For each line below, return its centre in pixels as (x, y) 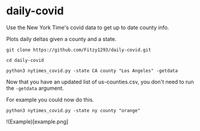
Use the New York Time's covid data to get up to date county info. (88, 27)
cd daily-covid (25, 60)
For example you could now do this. (50, 99)
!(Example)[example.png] (37, 121)
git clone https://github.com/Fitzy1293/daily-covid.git (79, 50)
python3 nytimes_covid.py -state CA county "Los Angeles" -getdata (92, 71)
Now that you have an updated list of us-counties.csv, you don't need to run (100, 82)
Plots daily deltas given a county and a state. (61, 39)
